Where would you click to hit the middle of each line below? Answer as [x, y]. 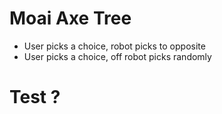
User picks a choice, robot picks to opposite [114, 46]
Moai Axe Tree [70, 18]
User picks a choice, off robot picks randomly [117, 56]
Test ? [35, 97]
